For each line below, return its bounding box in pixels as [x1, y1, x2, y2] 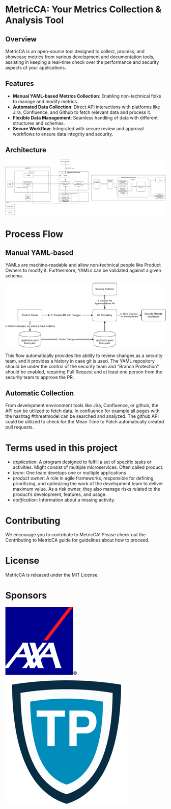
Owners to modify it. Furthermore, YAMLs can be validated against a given [5, 267, 161, 274]
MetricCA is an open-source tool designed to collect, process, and [5, 49, 145, 54]
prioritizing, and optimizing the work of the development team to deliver [12, 481, 163, 487]
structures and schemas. [12, 120, 65, 126]
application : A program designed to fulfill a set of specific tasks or [12, 459, 152, 465]
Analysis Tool [5, 14, 64, 26]
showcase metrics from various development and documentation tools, [5, 54, 155, 60]
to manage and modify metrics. [12, 98, 78, 104]
